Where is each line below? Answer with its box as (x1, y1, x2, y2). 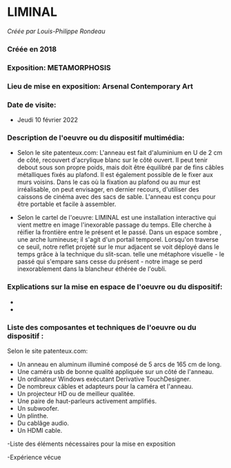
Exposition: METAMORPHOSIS (7, 63, 112, 73)
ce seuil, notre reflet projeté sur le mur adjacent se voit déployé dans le (17, 243, 219, 251)
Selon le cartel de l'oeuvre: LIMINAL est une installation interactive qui (17, 214, 217, 222)
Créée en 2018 (7, 44, 57, 54)
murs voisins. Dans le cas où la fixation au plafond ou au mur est (17, 178, 201, 187)
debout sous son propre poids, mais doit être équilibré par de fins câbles (17, 163, 224, 171)
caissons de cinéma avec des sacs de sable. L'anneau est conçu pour (17, 193, 216, 201)
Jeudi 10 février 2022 (17, 115, 78, 124)
